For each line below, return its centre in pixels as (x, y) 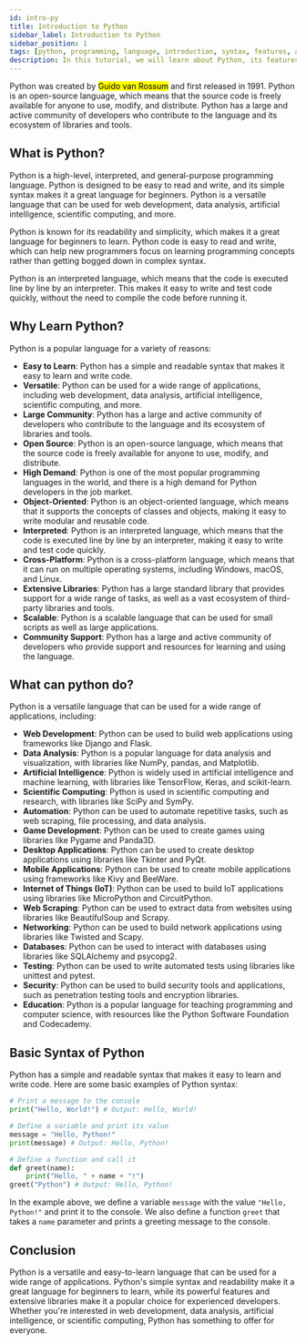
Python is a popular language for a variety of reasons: (110, 348)
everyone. (28, 1329)
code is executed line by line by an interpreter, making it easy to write (153, 540)
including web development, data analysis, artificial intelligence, (143, 395)
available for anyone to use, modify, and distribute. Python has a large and (149, 105)
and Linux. (42, 578)
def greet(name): (42, 1168)
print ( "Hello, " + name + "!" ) (85, 1176)
